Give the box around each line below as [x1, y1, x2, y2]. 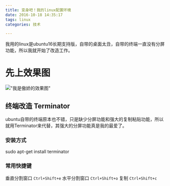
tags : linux [5, 17, 31, 22]
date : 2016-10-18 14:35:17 [5, 12, 63, 17]
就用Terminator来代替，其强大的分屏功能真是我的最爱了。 [5, 122, 127, 129]
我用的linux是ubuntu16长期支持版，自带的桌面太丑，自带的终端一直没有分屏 [5, 41, 165, 47]
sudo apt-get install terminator [5, 149, 70, 155]
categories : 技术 [5, 22, 41, 27]
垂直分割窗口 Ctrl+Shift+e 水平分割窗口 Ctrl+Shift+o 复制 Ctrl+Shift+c [5, 175, 157, 181]
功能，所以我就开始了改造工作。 [5, 47, 73, 54]
